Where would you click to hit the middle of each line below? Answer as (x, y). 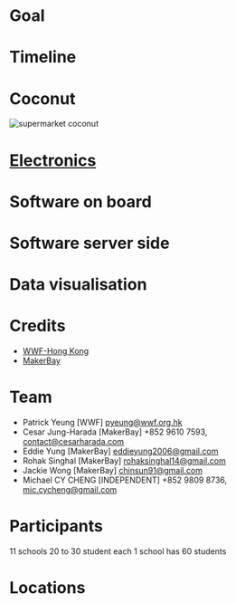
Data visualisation (78, 285)
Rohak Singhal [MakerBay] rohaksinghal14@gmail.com (124, 460)
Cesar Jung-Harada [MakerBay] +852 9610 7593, (115, 432)
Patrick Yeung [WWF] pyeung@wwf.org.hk (102, 422)
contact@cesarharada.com (73, 441)
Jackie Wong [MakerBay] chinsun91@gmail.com (113, 470)
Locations (47, 588)
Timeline (43, 57)
